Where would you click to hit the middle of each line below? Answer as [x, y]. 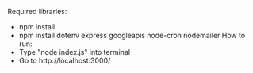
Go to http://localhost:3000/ [65, 60]
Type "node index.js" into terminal [75, 52]
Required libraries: [37, 12]
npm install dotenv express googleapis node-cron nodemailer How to [132, 35]
